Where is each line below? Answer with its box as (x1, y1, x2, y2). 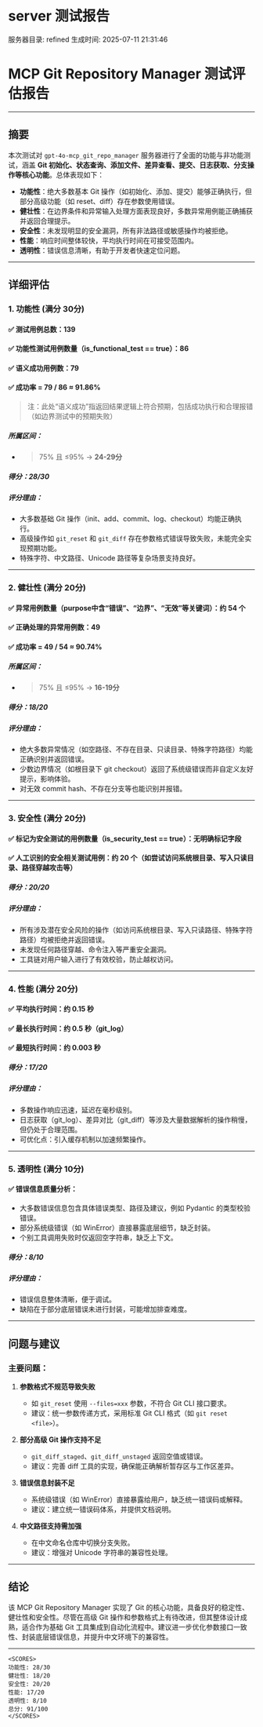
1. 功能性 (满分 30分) (8, 304, 85, 314)
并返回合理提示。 (19, 216, 75, 225)
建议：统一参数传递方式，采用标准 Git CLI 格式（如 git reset (31, 1408, 229, 1418)
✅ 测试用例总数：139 (8, 324, 76, 334)
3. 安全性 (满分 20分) (8, 813, 86, 824)
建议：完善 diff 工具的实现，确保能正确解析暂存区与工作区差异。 (31, 1461, 239, 1470)
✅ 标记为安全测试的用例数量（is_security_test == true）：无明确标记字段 (8, 834, 242, 843)
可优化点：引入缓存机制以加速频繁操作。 (19, 1134, 150, 1144)
